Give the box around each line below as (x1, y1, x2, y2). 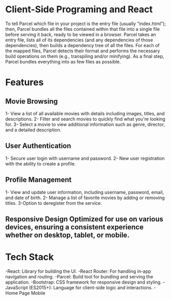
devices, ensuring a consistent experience (5, 223, 144, 231)
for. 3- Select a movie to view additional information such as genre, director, (5, 121, 165, 127)
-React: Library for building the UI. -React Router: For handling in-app (5, 268, 152, 274)
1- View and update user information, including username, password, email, (5, 189, 164, 195)
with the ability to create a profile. (5, 160, 76, 167)
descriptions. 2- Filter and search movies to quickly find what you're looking (5, 116, 166, 122)
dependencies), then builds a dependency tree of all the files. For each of (5, 42, 160, 48)
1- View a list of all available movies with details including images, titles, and (5, 110, 165, 116)
